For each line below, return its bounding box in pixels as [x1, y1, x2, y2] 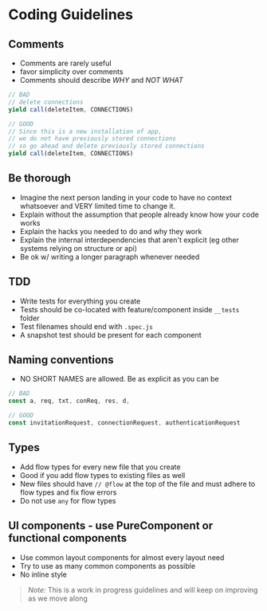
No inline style [19, 570, 68, 579]
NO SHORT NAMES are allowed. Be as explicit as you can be [19, 374, 219, 384]
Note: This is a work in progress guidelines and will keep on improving [27, 585, 258, 594]
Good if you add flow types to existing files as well [19, 470, 186, 480]
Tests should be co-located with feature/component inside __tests [19, 304, 240, 314]
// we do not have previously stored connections [8, 135, 177, 143]
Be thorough [8, 171, 72, 185]
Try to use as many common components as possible [19, 561, 196, 570]
